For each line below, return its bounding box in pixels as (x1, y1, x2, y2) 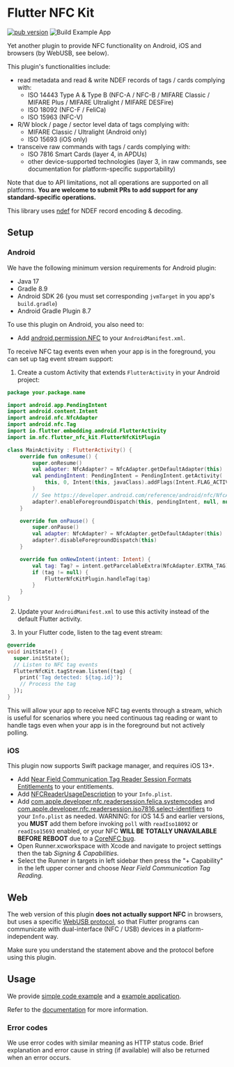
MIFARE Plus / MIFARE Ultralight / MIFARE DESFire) (27, 98, 174, 106)
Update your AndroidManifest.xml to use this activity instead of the (17, 608, 210, 615)
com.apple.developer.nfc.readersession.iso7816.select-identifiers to (17, 805, 212, 813)
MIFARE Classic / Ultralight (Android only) (27, 128, 148, 136)
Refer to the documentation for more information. (7, 1005, 148, 1013)
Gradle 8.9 (17, 284, 48, 293)
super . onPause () (32, 524, 79, 531)
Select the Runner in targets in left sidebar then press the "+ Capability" (17, 857, 224, 865)
